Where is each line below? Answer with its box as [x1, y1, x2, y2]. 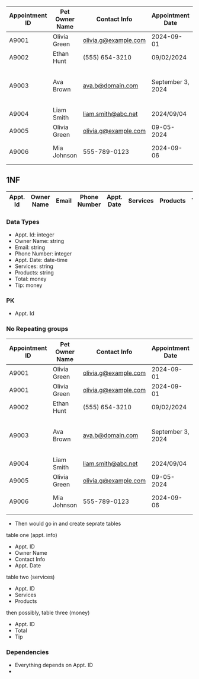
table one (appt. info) [6, 531, 57, 538]
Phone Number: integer [14, 250, 72, 257]
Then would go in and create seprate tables [14, 520, 121, 527]
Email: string [14, 244, 46, 251]
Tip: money [14, 282, 43, 289]
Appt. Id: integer [14, 231, 54, 238]
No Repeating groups [6, 325, 69, 333]
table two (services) [6, 573, 55, 580]
